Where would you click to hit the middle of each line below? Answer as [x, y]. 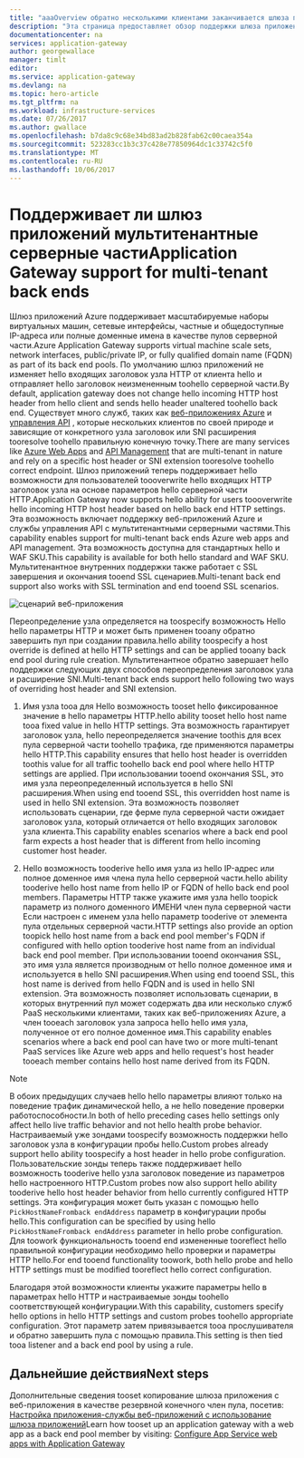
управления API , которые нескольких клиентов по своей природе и [142, 423]
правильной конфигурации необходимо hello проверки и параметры [142, 1250]
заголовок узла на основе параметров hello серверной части [128, 490]
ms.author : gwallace [48, 128]
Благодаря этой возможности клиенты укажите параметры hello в [138, 1288]
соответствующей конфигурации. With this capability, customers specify [147, 1307]
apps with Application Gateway [67, 1443]
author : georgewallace [52, 52]
